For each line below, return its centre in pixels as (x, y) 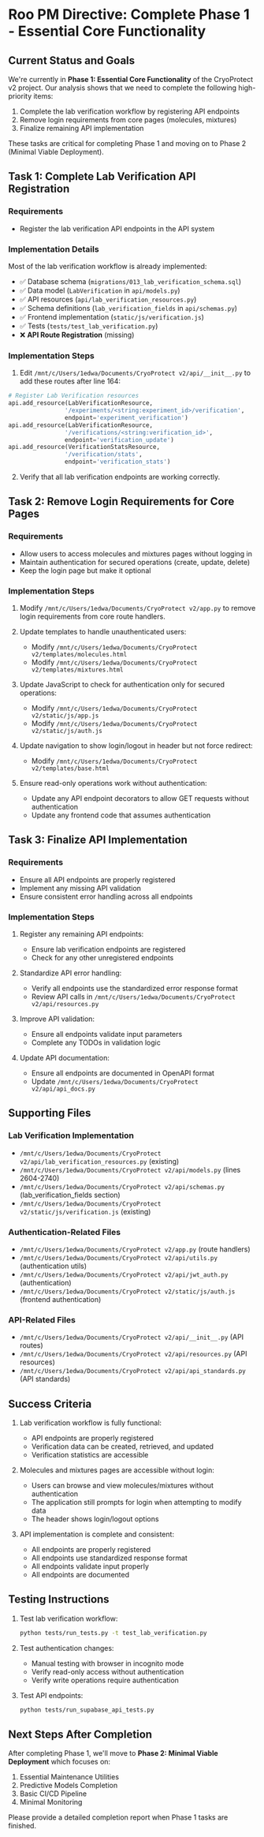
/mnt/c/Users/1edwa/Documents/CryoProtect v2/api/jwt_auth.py (124, 1275)
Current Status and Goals (72, 60)
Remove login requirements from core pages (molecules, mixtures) (128, 120)
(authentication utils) (53, 1266)
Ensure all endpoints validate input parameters (107, 1034)
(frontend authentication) (60, 1299)
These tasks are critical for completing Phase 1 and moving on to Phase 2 (127, 143)
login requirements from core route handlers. (92, 616)
